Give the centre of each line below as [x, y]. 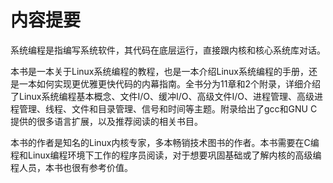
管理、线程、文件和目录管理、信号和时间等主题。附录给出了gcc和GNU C [168, 108]
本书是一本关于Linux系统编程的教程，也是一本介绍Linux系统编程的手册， [159, 71]
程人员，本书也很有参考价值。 [71, 167]
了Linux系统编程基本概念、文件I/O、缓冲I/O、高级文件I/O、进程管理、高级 [162, 96]
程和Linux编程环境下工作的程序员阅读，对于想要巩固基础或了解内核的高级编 [166, 155]
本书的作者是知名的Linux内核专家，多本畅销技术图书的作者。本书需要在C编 [165, 142]
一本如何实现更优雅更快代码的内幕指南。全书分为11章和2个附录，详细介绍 [169, 83]
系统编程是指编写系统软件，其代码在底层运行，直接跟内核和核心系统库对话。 [168, 50]
